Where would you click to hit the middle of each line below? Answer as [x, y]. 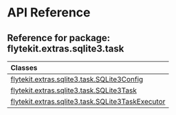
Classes [24, 68]
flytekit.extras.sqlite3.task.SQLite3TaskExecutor [88, 102]
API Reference [49, 13]
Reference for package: [59, 38]
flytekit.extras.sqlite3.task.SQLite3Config [77, 79]
